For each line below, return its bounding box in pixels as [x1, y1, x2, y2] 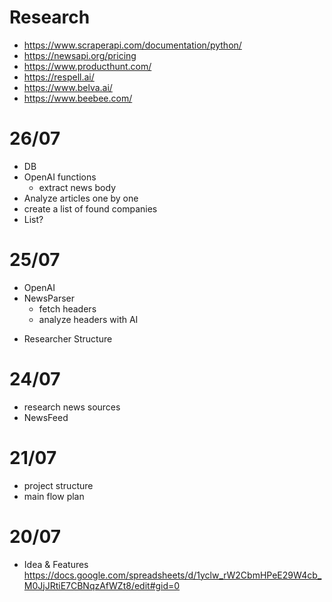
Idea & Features [23, 558, 89, 570]
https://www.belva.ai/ [23, 81, 113, 93]
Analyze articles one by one [23, 192, 139, 204]
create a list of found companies [23, 202, 158, 215]
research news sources [23, 401, 121, 413]
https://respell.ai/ [23, 71, 95, 83]
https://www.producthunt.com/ [23, 60, 152, 72]
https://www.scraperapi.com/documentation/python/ [23, 39, 242, 51]
